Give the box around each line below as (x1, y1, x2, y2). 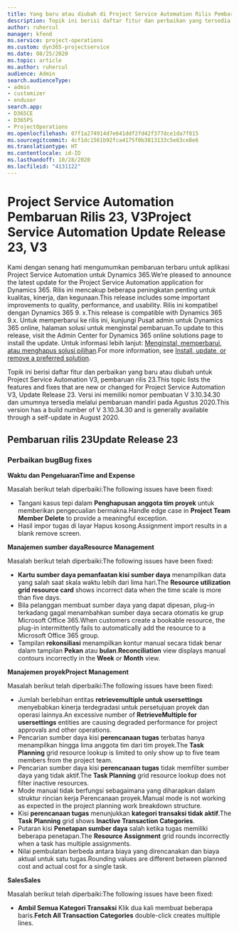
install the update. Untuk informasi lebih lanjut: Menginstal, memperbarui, (7, 338, 222, 347)
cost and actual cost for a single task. (17, 862, 128, 871)
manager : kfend (7, 30, 53, 38)
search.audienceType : (7, 76, 72, 84)
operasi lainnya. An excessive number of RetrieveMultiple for (17, 710, 197, 719)
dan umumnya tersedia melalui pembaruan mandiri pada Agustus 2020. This (7, 397, 230, 407)
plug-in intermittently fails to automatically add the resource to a (17, 623, 206, 632)
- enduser (7, 97, 37, 104)
